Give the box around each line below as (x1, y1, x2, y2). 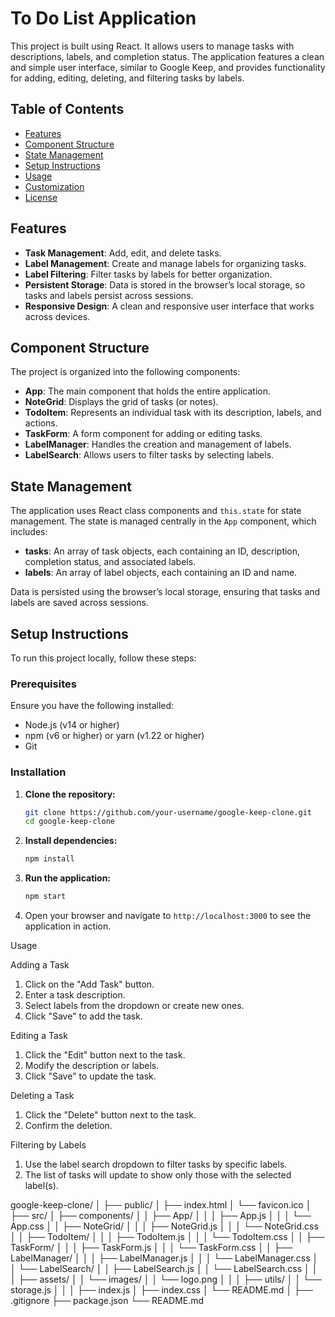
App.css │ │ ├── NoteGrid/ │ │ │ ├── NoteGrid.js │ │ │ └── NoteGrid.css (10, 1220, 319, 1232)
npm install (24, 854, 75, 864)
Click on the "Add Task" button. (24, 978, 155, 991)
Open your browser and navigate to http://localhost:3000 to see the (24, 910, 312, 922)
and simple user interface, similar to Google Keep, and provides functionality (10, 61, 326, 73)
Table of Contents (10, 101, 125, 118)
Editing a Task (10, 1030, 68, 1042)
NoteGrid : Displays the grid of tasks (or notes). (24, 396, 219, 408)
